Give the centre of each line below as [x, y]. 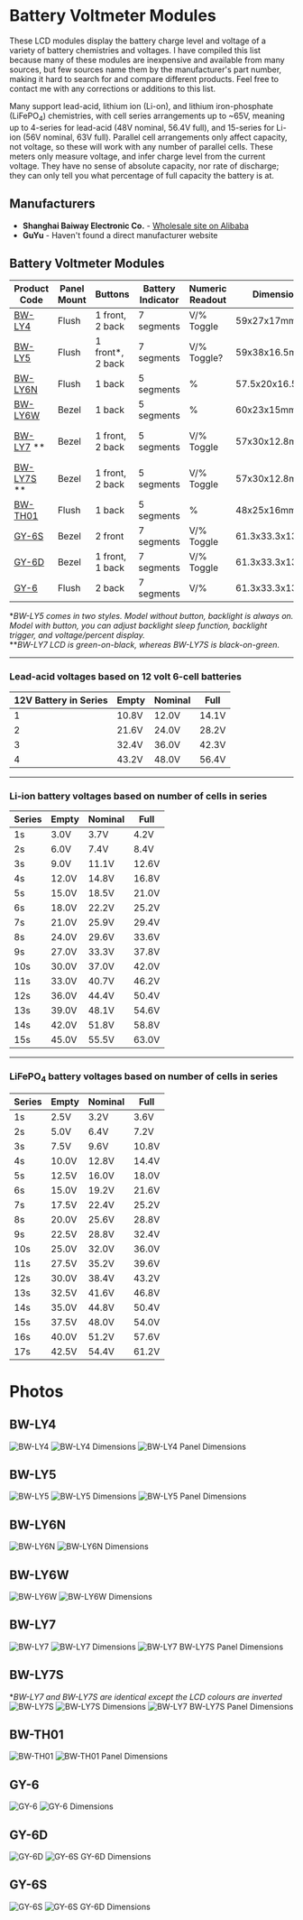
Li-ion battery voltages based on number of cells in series [138, 796]
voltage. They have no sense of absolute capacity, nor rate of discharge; [144, 166]
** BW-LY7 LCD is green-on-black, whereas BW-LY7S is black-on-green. [145, 645]
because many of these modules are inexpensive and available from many [147, 60]
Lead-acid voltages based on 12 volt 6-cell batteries [125, 677]
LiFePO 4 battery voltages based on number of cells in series [143, 1077]
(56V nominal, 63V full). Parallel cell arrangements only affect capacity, [155, 137]
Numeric [208, 289]
